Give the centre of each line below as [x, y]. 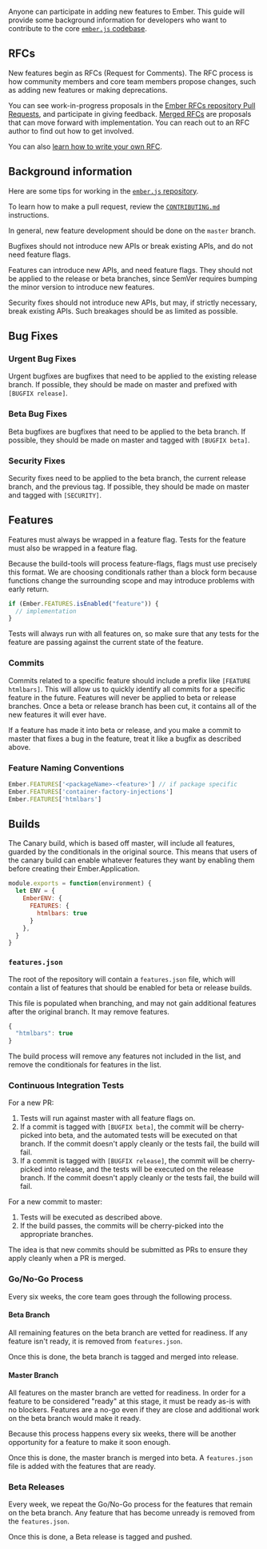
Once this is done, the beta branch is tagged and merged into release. [124, 1356]
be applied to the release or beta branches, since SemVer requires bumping [133, 278]
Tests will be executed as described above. [91, 1217]
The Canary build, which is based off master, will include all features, [122, 843]
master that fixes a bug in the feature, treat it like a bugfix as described [125, 738]
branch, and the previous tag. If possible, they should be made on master [129, 486]
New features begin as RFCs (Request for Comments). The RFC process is [131, 73]
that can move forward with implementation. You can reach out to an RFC [129, 122]
